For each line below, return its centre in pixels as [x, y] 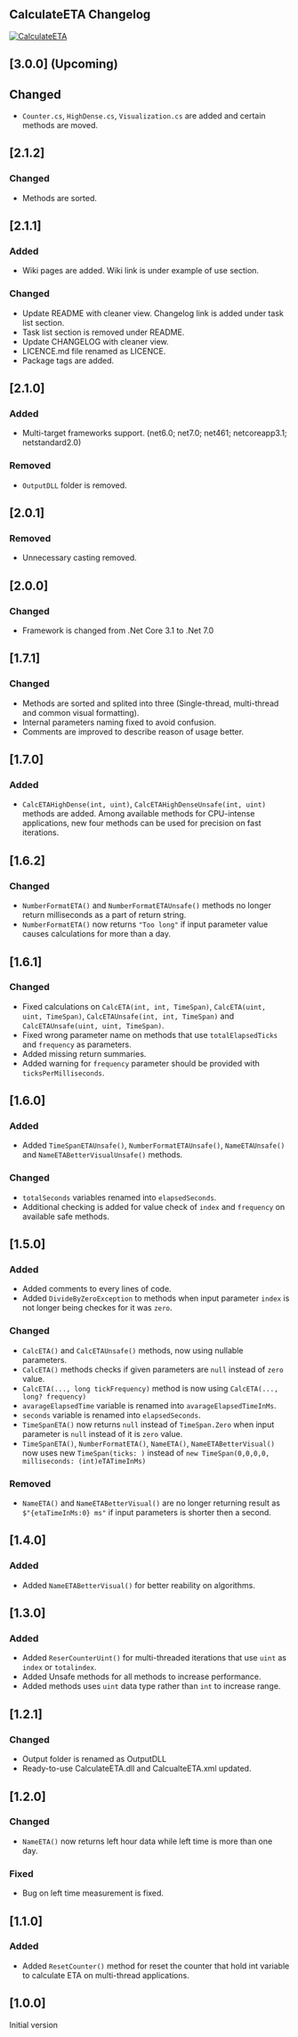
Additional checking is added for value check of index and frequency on [153, 1206]
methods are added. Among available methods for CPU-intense [138, 814]
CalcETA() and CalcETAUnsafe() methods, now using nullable [133, 1350]
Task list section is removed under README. [103, 332]
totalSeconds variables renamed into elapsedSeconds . [119, 1197]
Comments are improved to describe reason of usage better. [133, 731]
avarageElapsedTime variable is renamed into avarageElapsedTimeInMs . [149, 1405]
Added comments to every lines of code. [97, 1289]
